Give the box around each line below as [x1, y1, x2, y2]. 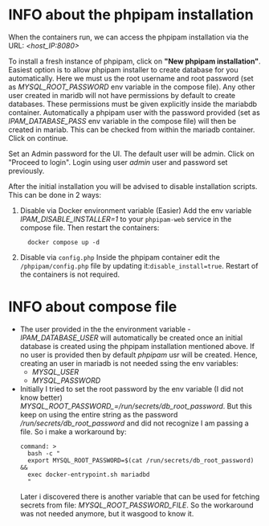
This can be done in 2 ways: [8, 190, 102, 199]
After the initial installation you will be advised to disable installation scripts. [8, 181, 258, 191]
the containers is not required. [19, 269, 120, 279]
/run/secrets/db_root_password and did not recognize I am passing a [19, 418, 249, 428]
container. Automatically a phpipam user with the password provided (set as [8, 107, 261, 117]
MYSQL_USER [31, 367, 79, 376]
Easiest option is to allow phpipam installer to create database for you [8, 64, 238, 74]
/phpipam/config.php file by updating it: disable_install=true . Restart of [19, 261, 259, 270]
